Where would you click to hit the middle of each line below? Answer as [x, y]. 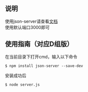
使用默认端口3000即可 [27, 27]
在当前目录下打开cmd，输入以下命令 [41, 57]
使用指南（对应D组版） [39, 44]
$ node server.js [22, 84]
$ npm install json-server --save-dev [44, 66]
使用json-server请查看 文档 [31, 21]
